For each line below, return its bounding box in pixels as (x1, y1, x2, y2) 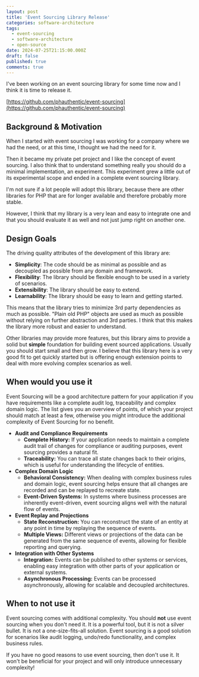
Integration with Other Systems (14, 550, 94, 557)
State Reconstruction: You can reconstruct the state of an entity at (23, 518, 188, 525)
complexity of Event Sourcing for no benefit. (6, 418, 115, 425)
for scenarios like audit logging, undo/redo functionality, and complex (6, 633, 176, 640)
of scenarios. (14, 280, 48, 287)
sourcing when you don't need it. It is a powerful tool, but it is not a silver (6, 620, 184, 628)
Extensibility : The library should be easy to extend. (14, 286, 141, 293)
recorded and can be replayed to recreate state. (23, 486, 141, 494)
